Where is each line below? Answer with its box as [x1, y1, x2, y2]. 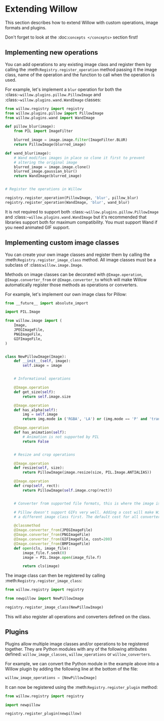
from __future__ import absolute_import [5, 300, 89, 306]
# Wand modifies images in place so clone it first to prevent [14, 155, 145, 160]
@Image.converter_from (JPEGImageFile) [14, 528, 93, 533]
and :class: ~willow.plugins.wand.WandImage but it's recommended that [5, 214, 147, 220]
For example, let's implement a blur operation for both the [5, 86, 122, 92]
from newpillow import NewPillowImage [5, 596, 84, 601]
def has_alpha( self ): [14, 407, 58, 412]
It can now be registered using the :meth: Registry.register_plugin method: [5, 684, 158, 690]
